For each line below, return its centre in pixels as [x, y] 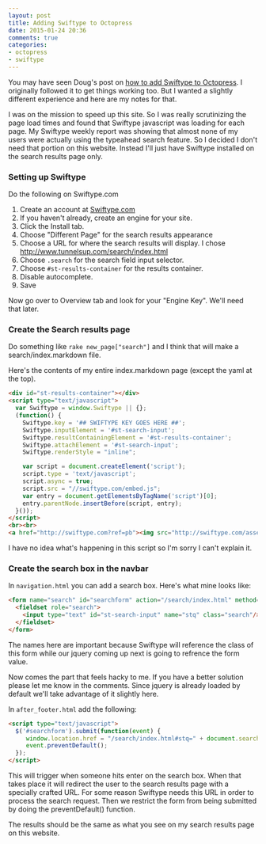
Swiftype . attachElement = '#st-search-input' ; [101, 445]
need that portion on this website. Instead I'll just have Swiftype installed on [131, 148]
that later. [24, 309]
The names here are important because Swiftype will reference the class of [131, 644]
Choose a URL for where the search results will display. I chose [122, 243]
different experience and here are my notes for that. [93, 99]
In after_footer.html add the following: [72, 709]
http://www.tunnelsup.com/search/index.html [94, 252]
